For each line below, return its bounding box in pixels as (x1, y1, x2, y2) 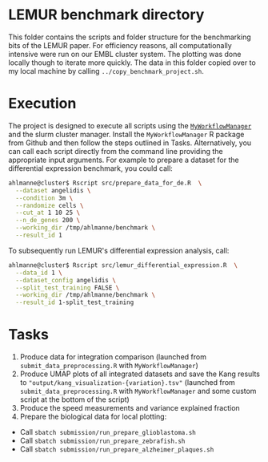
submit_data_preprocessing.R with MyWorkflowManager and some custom (19, 387, 257, 396)
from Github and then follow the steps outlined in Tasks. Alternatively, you (8, 138, 252, 148)
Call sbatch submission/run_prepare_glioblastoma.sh (19, 428, 196, 437)
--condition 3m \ (15, 194, 74, 202)
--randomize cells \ (15, 201, 84, 209)
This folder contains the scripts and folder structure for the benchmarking (8, 32, 251, 42)
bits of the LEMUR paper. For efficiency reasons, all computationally (8, 40, 232, 50)
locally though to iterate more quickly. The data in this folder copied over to (8, 58, 256, 67)
